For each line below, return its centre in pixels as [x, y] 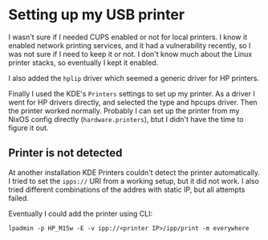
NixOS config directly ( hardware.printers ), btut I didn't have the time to [126, 119]
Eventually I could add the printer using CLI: [81, 214]
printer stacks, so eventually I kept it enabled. [83, 63]
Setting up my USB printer [97, 15]
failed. [19, 197]
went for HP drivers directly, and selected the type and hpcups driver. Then [133, 102]
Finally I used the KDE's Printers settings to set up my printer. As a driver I [132, 93]
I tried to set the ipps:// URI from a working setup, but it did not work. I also [134, 181]
